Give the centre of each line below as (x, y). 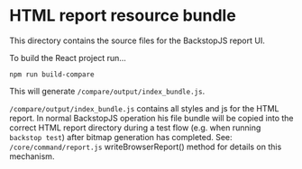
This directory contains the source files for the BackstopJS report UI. (137, 40)
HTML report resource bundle (123, 16)
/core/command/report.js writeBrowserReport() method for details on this (146, 147)
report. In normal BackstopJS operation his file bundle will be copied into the (151, 118)
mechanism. (32, 156)
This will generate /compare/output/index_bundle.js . (107, 91)
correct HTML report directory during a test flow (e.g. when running (135, 128)
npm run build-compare (52, 74)
